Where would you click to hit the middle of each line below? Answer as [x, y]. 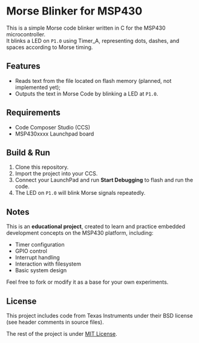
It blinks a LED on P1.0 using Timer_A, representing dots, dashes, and [93, 41]
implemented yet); [38, 87]
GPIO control [31, 251]
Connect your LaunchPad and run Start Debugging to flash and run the [104, 180]
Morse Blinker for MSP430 [74, 11]
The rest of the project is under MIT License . [62, 334]
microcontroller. [26, 34]
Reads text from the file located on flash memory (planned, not [93, 80]
